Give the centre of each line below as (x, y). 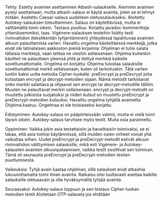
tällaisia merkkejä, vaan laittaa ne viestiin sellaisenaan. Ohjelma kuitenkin (78, 53)
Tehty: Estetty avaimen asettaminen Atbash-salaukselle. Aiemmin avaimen (80, 7)
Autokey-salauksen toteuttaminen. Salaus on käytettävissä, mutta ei (73, 22)
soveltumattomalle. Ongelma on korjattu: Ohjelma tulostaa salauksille (74, 64)
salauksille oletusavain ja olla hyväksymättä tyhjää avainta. (64, 180)
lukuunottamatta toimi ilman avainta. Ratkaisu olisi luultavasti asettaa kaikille (81, 175)
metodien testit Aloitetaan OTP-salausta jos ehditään (58, 194)
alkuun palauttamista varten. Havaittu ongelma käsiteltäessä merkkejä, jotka (81, 43)
